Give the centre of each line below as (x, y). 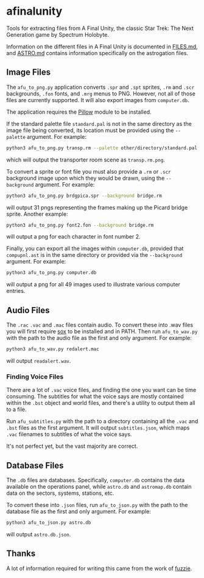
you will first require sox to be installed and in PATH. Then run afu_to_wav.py (102, 332)
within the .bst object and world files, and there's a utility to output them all (101, 403)
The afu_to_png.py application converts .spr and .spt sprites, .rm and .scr (100, 87)
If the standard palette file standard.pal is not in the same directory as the (99, 124)
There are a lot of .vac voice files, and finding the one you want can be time (101, 390)
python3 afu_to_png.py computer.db (51, 273)
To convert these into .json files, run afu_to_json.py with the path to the (97, 505)
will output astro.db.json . (39, 534)
